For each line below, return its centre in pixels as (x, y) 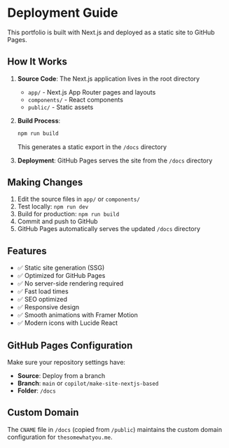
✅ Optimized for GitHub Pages (61, 276)
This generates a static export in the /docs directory (92, 147)
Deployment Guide (63, 13)
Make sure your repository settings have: (67, 363)
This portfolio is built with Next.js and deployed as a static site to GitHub (111, 32)
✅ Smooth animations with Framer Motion (77, 315)
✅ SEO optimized (42, 300)
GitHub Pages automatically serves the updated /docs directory (109, 229)
